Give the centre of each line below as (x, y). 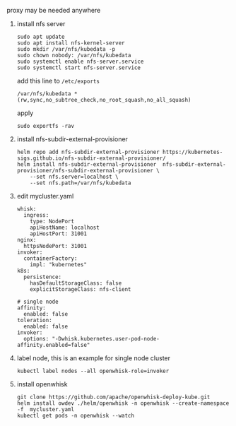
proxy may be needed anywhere (54, 10)
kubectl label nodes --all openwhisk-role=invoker (93, 371)
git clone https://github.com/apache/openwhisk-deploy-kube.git (113, 397)
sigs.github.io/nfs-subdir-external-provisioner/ (92, 158)
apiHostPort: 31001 (59, 234)
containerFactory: (51, 259)
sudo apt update (41, 37)
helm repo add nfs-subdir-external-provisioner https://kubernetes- (120, 152)
